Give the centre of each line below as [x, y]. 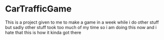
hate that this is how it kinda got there [43, 32]
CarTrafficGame [39, 9]
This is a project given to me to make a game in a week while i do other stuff [82, 22]
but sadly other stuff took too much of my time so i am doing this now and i [81, 27]
